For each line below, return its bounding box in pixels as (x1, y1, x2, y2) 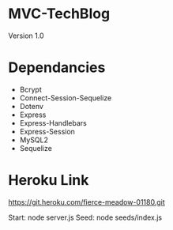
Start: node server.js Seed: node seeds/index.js (8, 213, 163, 222)
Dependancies (8, 58, 106, 77)
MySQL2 (19, 135, 49, 145)
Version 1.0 (8, 31, 44, 40)
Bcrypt (19, 85, 42, 94)
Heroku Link (8, 172, 89, 190)
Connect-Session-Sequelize (19, 92, 112, 103)
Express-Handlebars (19, 118, 87, 127)
